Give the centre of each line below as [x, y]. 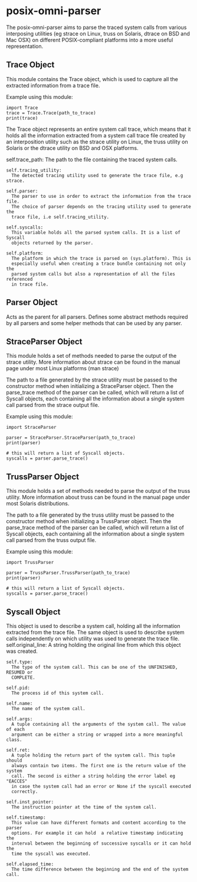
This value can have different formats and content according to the [98, 823]
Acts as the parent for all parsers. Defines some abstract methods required [97, 317]
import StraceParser [32, 428]
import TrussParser [30, 563]
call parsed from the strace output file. [53, 405]
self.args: [19, 719]
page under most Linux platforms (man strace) [63, 368]
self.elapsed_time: [30, 864]
